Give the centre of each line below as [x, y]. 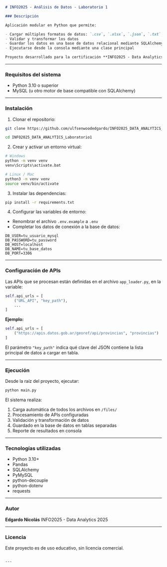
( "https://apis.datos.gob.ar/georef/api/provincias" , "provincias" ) [86, 333]
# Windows [15, 156]
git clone [15, 128]
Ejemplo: [14, 319]
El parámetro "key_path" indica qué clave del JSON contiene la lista [74, 347]
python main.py [21, 390]
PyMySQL [23, 475]
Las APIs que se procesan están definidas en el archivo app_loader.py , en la [83, 282]
